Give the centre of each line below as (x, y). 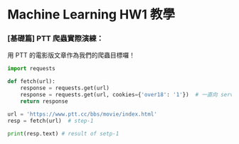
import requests (31, 69)
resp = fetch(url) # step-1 (51, 121)
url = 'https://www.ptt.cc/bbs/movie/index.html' (83, 114)
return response (44, 101)
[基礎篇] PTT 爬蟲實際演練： (56, 38)
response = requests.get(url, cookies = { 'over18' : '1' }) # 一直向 (119, 95)
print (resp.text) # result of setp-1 (63, 133)
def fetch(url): (31, 82)
